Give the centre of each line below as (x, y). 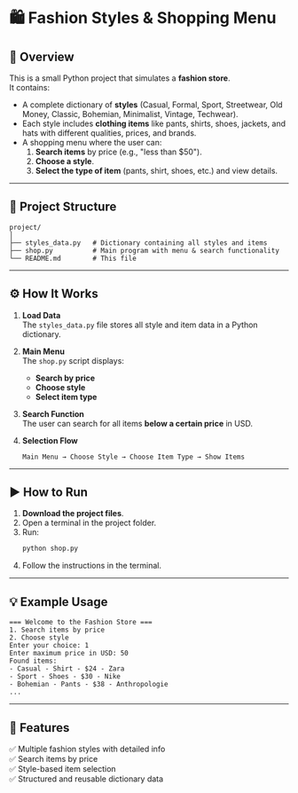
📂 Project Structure (63, 207)
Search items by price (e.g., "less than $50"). (118, 152)
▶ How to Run (49, 493)
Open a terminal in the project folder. (89, 523)
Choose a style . (65, 161)
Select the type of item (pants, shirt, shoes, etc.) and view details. (156, 171)
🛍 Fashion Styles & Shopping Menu (143, 18)
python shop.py (50, 549)
